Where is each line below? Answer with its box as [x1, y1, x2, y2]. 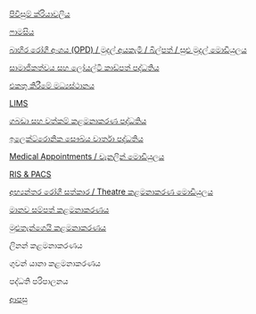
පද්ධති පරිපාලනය [9, 276, 69, 286]
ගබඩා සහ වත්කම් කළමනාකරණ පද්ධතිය [9, 115, 147, 125]
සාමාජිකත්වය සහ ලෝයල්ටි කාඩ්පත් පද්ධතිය [9, 63, 160, 72]
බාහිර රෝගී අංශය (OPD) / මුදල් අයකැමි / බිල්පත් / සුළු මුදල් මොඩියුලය [9, 45, 247, 55]
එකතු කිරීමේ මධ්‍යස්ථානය [9, 81, 95, 90]
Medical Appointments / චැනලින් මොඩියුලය [9, 151, 165, 161]
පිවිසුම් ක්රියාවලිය [9, 9, 70, 19]
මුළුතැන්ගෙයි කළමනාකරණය [9, 222, 107, 233]
